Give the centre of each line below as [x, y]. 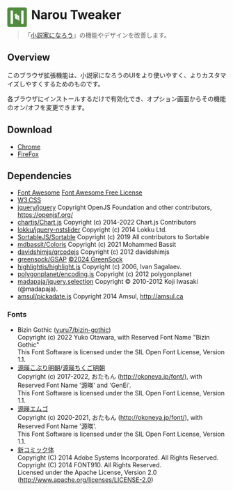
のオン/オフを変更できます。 [48, 107]
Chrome [29, 146]
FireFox [28, 154]
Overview [29, 58]
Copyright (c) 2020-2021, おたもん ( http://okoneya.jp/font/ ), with [110, 417]
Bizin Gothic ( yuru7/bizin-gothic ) [64, 330]
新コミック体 [35, 449]
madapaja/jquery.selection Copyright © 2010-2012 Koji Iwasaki [107, 282]
